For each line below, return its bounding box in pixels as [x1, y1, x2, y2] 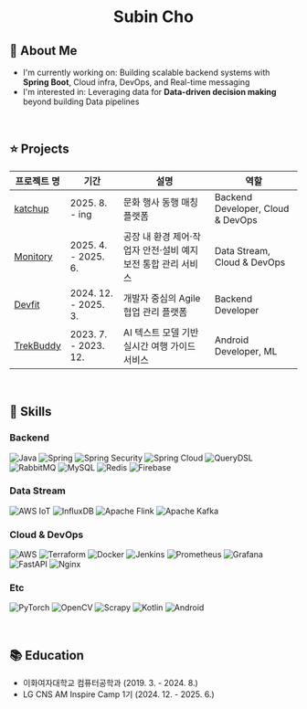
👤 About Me [9, 43, 78, 58]
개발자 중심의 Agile [122, 291, 201, 304]
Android [214, 333, 249, 346]
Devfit [14, 298, 40, 311]
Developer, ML [214, 344, 278, 357]
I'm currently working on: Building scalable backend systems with [22, 67, 270, 78]
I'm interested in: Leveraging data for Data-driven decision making [22, 87, 277, 97]
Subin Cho [112, 6, 195, 27]
